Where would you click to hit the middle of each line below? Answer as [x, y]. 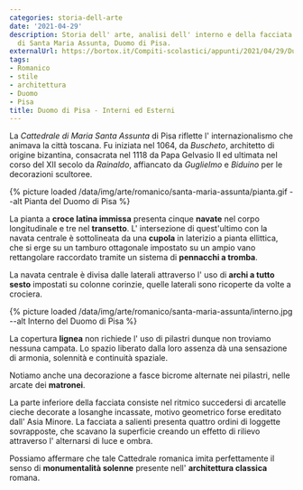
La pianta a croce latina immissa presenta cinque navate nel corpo [134, 219]
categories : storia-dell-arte [66, 18]
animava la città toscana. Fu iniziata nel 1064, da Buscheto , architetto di [142, 146]
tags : [19, 60]
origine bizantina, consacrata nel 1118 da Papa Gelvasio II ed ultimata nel [143, 155]
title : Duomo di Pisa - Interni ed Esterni [92, 110]
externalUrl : [34, 52]
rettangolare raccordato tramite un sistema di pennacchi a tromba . [134, 258]
